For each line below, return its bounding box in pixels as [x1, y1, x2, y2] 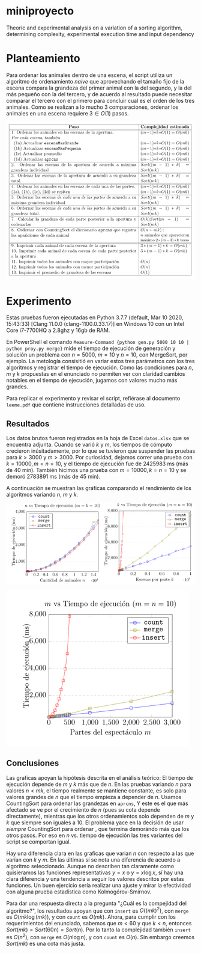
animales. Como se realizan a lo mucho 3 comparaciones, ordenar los [6, 103, 179, 111]
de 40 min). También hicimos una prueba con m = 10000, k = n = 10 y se [6, 467, 187, 474]
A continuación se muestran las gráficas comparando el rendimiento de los [6, 485, 192, 492]
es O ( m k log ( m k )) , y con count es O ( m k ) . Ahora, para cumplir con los [6, 913, 176, 921]
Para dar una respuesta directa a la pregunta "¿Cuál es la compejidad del [6, 899, 187, 907]
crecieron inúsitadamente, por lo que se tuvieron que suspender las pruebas [6, 447, 196, 455]
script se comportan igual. [6, 838, 71, 845]
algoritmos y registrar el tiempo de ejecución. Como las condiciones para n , [6, 364, 194, 371]
